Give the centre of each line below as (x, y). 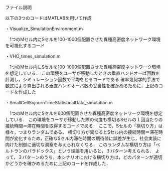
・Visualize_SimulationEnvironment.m (44, 29)
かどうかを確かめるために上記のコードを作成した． (58, 163)
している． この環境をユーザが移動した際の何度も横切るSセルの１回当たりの (84, 120)
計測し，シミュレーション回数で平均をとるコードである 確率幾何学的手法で (83, 79)
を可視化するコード (25, 46)
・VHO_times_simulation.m (33, 56)
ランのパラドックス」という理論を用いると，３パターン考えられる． (84, 151)
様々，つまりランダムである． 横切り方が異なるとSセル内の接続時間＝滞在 (82, 132)
